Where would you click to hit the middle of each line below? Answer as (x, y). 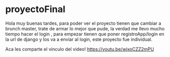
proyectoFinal (35, 9)
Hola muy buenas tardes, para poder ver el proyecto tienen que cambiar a (83, 23)
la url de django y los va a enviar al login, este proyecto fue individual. (79, 39)
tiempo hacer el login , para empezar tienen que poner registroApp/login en (85, 34)
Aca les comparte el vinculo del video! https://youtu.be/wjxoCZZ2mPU (80, 49)
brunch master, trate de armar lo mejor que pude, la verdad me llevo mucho (85, 28)
